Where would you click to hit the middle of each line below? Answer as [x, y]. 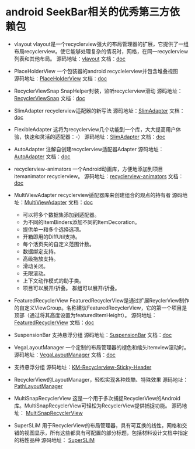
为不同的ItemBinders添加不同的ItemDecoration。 [81, 222]
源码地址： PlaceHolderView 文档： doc [60, 78]
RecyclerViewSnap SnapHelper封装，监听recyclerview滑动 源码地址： [98, 91]
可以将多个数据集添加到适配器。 [61, 215]
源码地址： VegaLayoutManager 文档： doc [65, 355]
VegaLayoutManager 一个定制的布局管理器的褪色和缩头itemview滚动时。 [102, 347]
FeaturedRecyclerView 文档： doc [54, 322]
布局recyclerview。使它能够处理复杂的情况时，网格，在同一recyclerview [101, 51]
